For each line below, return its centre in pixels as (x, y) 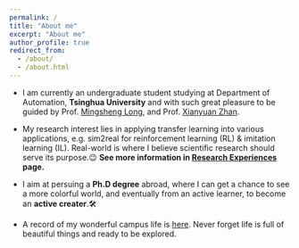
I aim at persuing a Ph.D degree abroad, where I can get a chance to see (156, 184)
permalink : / (33, 17)
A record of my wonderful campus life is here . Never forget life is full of (153, 224)
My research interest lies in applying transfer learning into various (143, 128)
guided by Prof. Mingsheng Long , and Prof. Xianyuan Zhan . (131, 112)
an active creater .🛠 (59, 203)
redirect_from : (37, 51)
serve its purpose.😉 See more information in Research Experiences (149, 157)
